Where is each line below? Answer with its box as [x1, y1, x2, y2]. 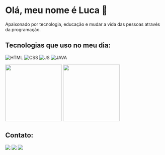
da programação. [5, 26, 41, 32]
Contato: [5, 131, 34, 140]
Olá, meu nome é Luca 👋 [5, 5, 108, 16]
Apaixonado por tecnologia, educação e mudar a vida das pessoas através [5, 21, 160, 27]
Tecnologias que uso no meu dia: [5, 41, 111, 50]
